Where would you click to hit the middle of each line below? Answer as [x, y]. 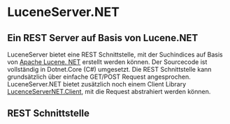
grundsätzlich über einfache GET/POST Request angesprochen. [99, 77]
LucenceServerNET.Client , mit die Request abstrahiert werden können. [109, 92]
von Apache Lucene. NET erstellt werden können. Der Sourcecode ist [107, 62]
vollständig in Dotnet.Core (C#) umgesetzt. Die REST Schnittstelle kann [109, 69]
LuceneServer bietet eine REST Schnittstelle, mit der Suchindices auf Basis [115, 54]
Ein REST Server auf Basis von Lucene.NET [103, 38]
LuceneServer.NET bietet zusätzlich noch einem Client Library [97, 84]
